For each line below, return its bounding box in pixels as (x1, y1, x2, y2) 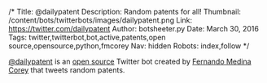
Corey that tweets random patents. (8, 65, 125, 75)
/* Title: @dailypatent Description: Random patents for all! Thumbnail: (8, 7, 242, 16)
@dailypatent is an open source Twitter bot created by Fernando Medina (8, 56, 252, 66)
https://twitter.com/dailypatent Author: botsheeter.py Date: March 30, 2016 (8, 24, 259, 33)
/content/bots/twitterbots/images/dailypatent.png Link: (8, 15, 193, 25)
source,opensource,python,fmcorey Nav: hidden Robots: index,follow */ (8, 41, 250, 51)
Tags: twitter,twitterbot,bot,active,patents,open (8, 32, 166, 42)
